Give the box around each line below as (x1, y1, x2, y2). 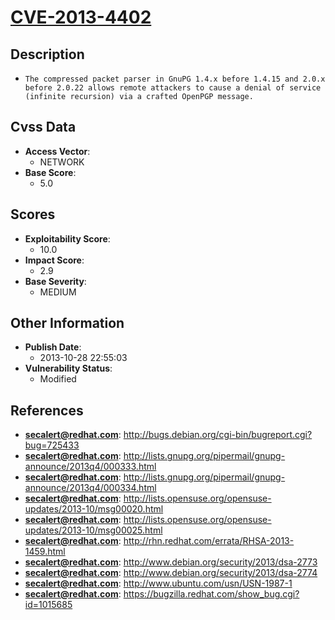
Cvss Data (10, 119, 77, 136)
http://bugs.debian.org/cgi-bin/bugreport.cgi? (123, 429, 313, 441)
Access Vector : (24, 145, 91, 157)
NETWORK (39, 156, 85, 168)
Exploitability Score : (24, 232, 111, 245)
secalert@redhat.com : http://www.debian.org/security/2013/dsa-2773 (24, 556, 318, 568)
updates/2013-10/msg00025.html (24, 524, 163, 536)
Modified (39, 373, 77, 385)
